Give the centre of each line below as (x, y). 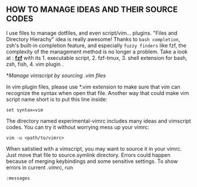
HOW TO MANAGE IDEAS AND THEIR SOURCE (92, 10)
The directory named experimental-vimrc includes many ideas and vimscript (98, 121)
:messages (18, 178)
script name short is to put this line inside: (57, 99)
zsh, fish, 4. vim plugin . (35, 64)
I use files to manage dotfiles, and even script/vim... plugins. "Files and (92, 33)
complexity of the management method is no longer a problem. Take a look (97, 52)
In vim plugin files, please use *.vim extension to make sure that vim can (93, 87)
